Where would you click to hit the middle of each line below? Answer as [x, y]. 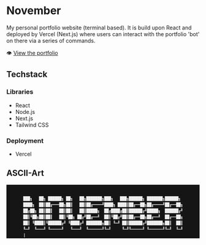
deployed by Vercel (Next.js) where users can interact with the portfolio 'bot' [103, 34]
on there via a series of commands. [51, 40]
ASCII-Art [25, 173]
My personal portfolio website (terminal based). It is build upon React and [99, 28]
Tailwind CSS [32, 125]
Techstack [27, 74]
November [34, 11]
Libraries [20, 92]
